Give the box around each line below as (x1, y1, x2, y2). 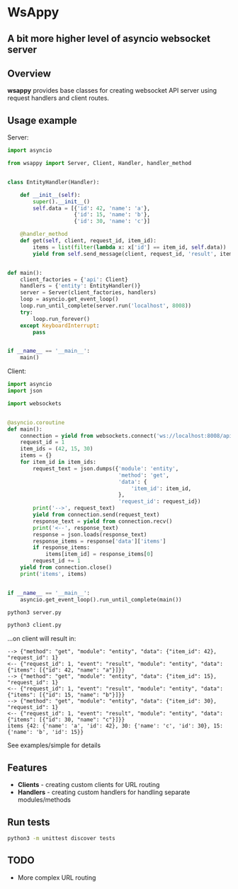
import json (7, 387, 42, 395)
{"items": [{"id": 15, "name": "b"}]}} (7, 691, 125, 698)
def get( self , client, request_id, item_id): (20, 237, 157, 244)
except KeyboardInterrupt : (20, 322, 100, 329)
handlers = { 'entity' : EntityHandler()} (20, 283, 141, 290)
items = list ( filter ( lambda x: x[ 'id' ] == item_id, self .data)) (33, 244, 227, 251)
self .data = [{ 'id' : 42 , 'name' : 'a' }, (33, 205, 151, 212)
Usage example (7, 114, 78, 126)
